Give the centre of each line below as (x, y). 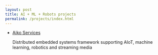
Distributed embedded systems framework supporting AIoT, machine (82, 42)
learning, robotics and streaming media (52, 48)
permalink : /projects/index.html (39, 19)
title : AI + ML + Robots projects (41, 14)
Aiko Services (26, 33)
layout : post (19, 10)
